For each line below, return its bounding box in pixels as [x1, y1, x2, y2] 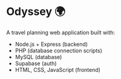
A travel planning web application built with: [6, 28, 116, 36]
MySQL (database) [15, 53, 62, 60]
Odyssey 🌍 [6, 5, 65, 19]
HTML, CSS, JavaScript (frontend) [15, 66, 101, 73]
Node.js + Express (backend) [15, 40, 88, 48]
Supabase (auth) [15, 60, 57, 67]
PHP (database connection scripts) [15, 46, 103, 54]
